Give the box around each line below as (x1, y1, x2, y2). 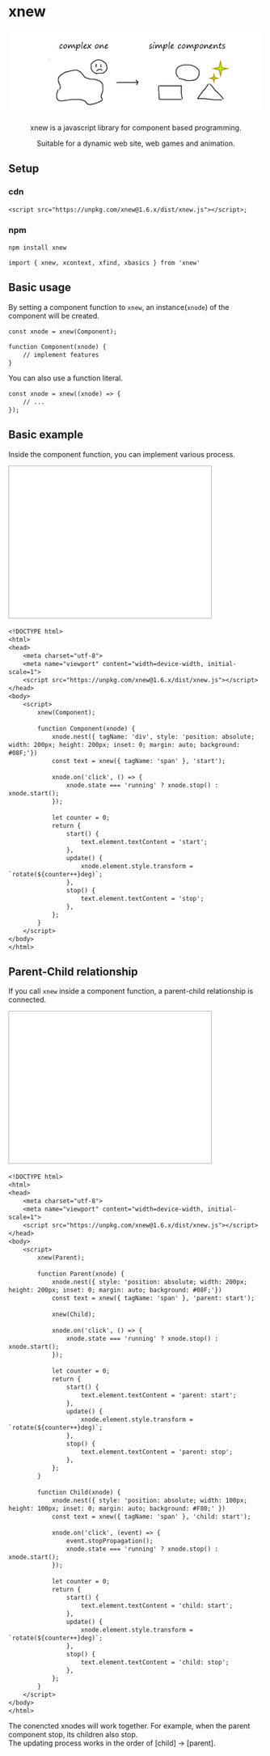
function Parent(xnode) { (37, 1270, 125, 1279)
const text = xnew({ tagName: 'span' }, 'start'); (51, 757, 226, 765)
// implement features (23, 350, 99, 358)
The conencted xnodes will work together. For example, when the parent (8, 1721, 251, 1731)
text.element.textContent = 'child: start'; (80, 1601, 233, 1610)
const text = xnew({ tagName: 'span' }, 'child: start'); (51, 1512, 251, 1521)
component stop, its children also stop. (8, 1730, 138, 1740)
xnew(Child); (51, 1310, 95, 1319)
